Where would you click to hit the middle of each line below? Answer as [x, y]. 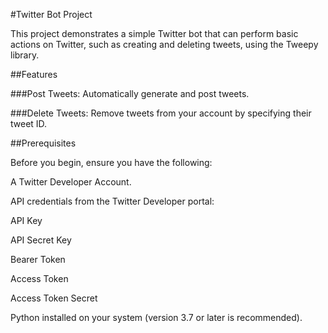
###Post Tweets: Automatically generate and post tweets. [130, 93]
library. [25, 55]
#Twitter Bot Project [51, 14]
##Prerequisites [43, 143]
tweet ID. [29, 123]
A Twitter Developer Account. [71, 182]
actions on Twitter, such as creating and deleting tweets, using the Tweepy [164, 44]
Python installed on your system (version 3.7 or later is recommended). [156, 317]
